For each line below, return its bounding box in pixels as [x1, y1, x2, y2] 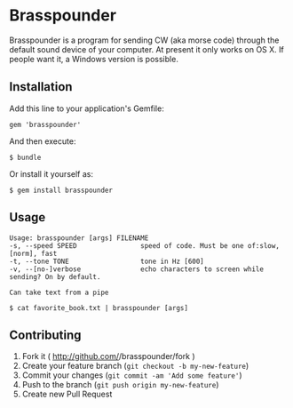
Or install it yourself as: [9, 168, 93, 179]
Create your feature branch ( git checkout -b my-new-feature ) [21, 361, 249, 372]
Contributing [9, 327, 82, 342]
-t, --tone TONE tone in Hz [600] [9, 257, 204, 266]
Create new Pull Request [21, 388, 113, 400]
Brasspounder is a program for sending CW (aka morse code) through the [9, 35, 280, 45]
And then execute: [9, 135, 76, 147]
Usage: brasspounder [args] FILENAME [9, 233, 149, 243]
